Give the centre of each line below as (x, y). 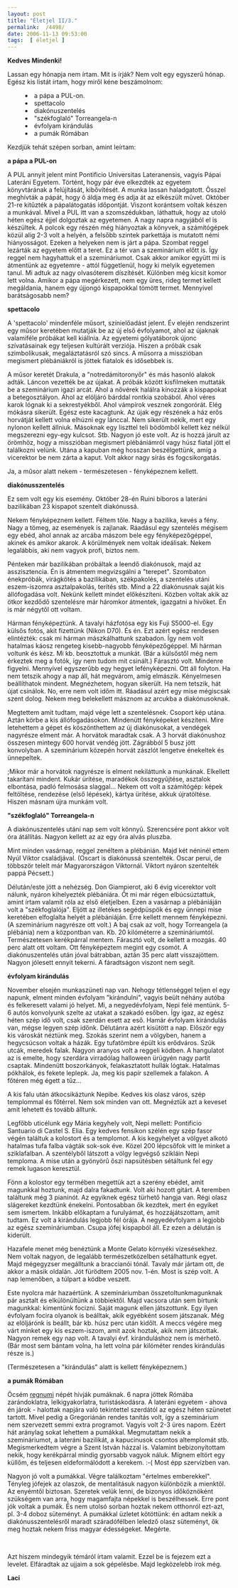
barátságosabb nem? (38, 296)
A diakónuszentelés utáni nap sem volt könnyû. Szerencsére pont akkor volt (118, 829)
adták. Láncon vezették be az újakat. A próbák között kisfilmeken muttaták (117, 382)
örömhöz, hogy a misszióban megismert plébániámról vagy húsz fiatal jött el (119, 443)
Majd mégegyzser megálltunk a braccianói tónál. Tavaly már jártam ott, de (116, 1264)
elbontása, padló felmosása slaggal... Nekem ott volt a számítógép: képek (115, 787)
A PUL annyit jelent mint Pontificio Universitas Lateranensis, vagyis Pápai (114, 175)
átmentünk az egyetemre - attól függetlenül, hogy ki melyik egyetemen (111, 265)
